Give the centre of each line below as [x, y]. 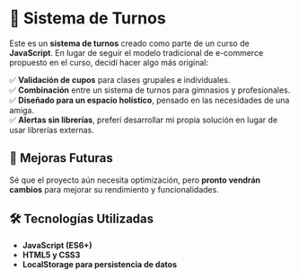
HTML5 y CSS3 [51, 255]
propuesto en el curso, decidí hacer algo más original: [109, 62]
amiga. [22, 110]
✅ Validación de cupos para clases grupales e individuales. [120, 79]
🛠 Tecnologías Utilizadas [82, 219]
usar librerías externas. [52, 130]
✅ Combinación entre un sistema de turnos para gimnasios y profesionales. [150, 90]
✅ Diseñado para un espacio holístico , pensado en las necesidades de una [149, 100]
